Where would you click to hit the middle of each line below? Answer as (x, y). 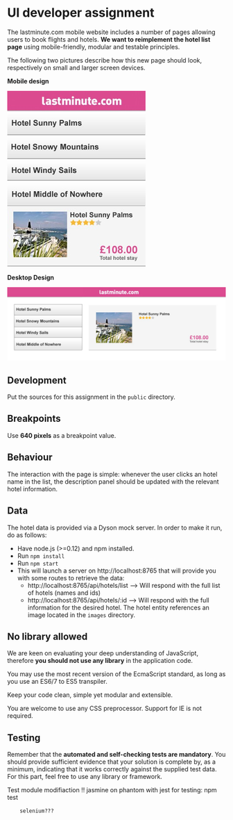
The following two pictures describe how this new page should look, (105, 60)
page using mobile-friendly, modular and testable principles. (94, 47)
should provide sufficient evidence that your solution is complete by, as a (112, 762)
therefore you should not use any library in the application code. (100, 661)
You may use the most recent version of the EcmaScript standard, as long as (116, 674)
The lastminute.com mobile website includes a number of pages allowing (112, 32)
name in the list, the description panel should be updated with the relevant (113, 482)
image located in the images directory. (81, 615)
